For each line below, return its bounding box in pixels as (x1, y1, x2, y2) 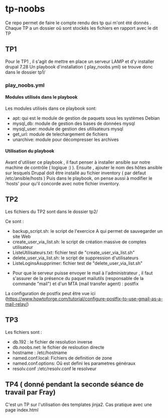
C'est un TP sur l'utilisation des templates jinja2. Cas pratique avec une (5, 401, 152, 407)
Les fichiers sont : (5, 329, 43, 335)
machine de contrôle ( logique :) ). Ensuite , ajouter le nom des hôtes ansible (5, 165, 162, 171)
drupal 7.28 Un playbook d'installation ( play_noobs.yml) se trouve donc (5, 63, 153, 69)
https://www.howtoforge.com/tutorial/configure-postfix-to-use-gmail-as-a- (7, 296, 163, 302)
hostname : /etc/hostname (12, 350, 67, 356)
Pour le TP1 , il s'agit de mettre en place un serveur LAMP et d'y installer (5, 58, 154, 64)
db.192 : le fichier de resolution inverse (12, 338, 93, 345)
